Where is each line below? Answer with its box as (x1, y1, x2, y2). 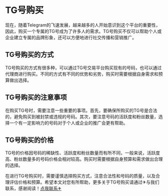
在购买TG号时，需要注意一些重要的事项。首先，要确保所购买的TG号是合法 (5, 107, 157, 113)
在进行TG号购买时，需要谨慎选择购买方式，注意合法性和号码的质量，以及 (5, 173, 156, 179)
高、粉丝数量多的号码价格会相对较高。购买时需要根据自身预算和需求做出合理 (5, 156, 163, 162)
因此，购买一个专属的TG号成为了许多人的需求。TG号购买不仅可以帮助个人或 (5, 28, 162, 34)
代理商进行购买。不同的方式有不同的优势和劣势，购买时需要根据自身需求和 (5, 71, 158, 77)
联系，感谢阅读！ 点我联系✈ (5, 186, 61, 192)
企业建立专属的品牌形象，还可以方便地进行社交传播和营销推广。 (5, 34, 136, 40)
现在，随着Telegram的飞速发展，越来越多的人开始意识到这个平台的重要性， (5, 22, 160, 28)
